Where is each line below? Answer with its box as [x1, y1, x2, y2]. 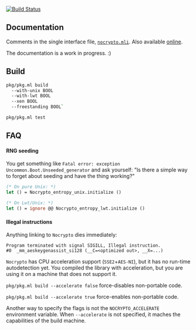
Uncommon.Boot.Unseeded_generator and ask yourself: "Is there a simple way [6, 166, 188, 173]
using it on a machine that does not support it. [6, 271, 117, 278]
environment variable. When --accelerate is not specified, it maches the [6, 311, 181, 318]
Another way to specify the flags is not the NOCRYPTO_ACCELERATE [6, 305, 160, 312]
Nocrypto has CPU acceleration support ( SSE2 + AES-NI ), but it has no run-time [6, 258, 191, 265]
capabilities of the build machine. [6, 317, 86, 324]
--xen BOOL [11, 99, 38, 105]
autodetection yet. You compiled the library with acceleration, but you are [6, 264, 183, 271]
